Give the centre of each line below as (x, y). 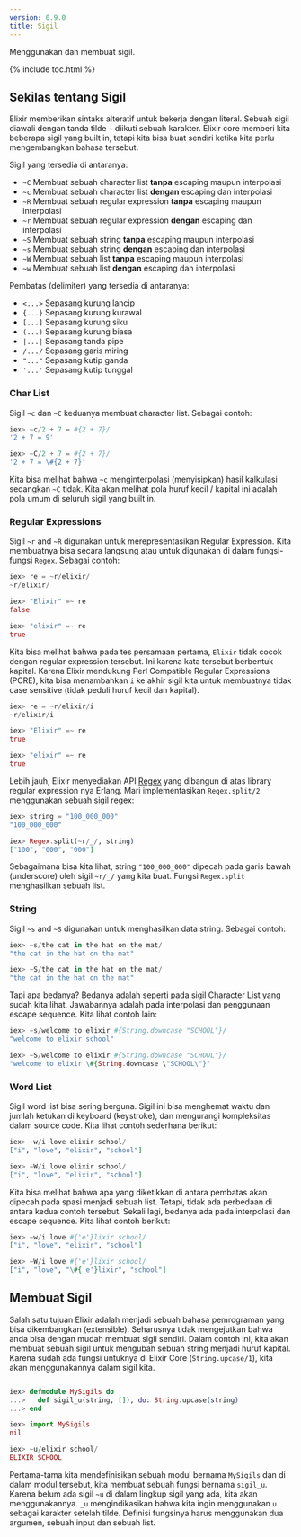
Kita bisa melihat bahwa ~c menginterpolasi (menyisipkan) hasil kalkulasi (144, 480)
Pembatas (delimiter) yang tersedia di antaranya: (99, 286)
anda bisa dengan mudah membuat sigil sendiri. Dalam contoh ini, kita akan (149, 1338)
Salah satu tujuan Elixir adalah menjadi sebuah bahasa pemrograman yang (147, 1319)
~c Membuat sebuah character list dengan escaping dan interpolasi (147, 192)
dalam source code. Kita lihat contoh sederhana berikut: (113, 1125)
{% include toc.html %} (53, 69)
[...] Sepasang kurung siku (75, 322)
